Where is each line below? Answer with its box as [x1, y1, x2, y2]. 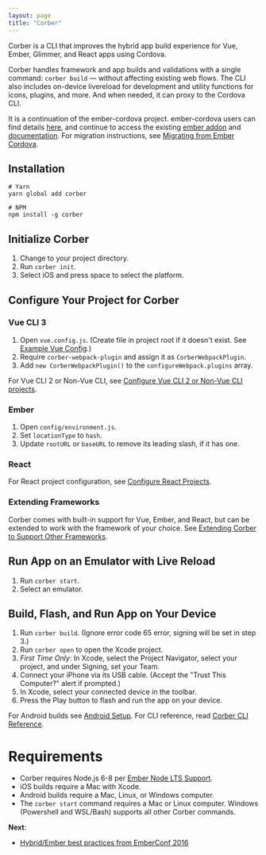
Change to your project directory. [19, 253, 129, 263]
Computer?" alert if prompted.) [19, 679, 121, 688]
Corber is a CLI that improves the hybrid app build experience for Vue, [8, 40, 238, 50]
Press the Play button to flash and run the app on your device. [19, 695, 222, 705]
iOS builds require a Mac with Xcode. [19, 782, 141, 791]
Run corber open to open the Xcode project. [19, 645, 164, 655]
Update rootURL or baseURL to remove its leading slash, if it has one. [19, 439, 241, 449]
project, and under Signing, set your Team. [19, 662, 160, 672]
